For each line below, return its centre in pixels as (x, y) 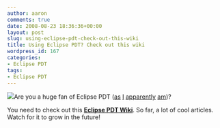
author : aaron (27, 13)
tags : (15, 70)
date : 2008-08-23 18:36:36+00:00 (55, 26)
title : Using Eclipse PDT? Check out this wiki (76, 45)
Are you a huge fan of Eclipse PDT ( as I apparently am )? (93, 97)
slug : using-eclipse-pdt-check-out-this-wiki (73, 39)
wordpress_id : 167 (33, 52)
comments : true (29, 20)
